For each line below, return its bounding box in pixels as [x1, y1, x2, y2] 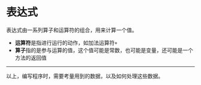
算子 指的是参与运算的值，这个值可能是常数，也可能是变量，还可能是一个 [14, 46, 193, 54]
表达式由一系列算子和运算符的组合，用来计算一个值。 [6, 26, 138, 34]
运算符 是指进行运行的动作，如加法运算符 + [14, 39, 118, 46]
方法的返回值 [14, 54, 47, 61]
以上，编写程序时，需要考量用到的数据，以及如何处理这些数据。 [6, 72, 163, 80]
